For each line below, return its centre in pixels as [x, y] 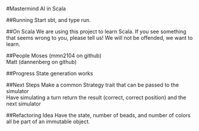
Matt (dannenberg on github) [42, 62]
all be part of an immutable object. [48, 122]
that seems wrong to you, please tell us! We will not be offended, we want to [99, 38]
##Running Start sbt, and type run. [48, 20]
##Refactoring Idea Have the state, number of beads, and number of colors [99, 115]
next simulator [24, 104]
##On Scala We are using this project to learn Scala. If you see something [96, 31]
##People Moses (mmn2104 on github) [54, 55]
